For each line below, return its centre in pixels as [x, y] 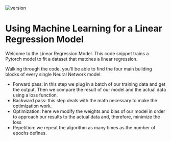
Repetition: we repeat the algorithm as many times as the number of [84, 127]
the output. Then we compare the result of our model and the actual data [89, 89]
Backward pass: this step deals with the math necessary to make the [85, 100]
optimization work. [32, 106]
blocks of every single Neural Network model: [54, 74]
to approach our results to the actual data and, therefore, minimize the [86, 116]
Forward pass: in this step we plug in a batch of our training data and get [89, 84]
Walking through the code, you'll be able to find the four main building [79, 68]
